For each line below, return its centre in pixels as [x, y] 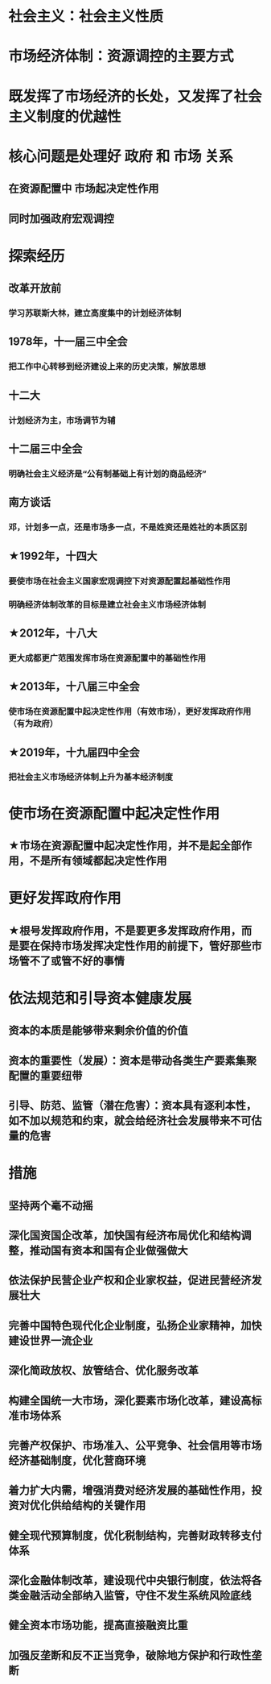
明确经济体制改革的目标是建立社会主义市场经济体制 [107, 604]
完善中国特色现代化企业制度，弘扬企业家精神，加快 [135, 1325]
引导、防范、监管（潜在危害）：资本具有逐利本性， [133, 1105]
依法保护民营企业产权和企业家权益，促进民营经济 [130, 1281]
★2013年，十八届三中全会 [74, 687]
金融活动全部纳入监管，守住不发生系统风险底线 [135, 1596]
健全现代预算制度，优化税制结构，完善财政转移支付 [135, 1535]
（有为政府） [33, 724]
